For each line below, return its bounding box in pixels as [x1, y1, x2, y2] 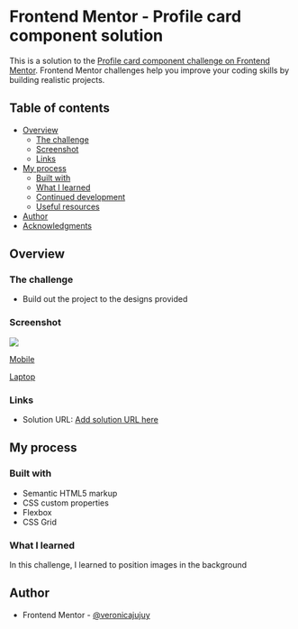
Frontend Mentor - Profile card [9, 6, 241, 27]
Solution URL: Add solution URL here [22, 415, 159, 425]
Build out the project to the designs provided [22, 294, 188, 305]
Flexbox [22, 506, 52, 517]
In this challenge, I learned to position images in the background [9, 560, 248, 570]
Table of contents [9, 101, 110, 116]
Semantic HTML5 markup [22, 488, 118, 498]
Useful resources [35, 201, 101, 212]
